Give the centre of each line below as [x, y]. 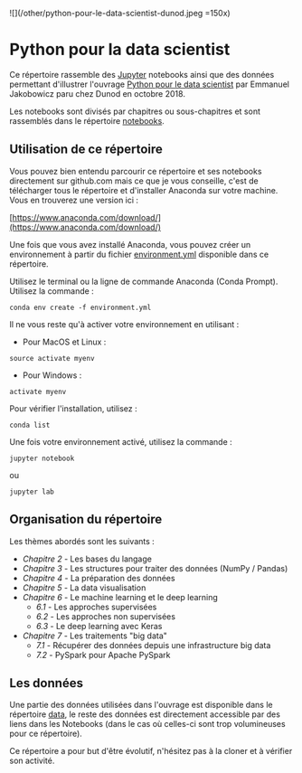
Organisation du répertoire [86, 519]
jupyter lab [32, 492]
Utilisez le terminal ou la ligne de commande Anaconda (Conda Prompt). [144, 281]
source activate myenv [52, 358]
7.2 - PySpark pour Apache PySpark [103, 655]
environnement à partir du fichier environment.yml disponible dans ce [139, 254]
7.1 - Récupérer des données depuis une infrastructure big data [153, 645]
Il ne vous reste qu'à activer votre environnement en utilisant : [124, 324]
